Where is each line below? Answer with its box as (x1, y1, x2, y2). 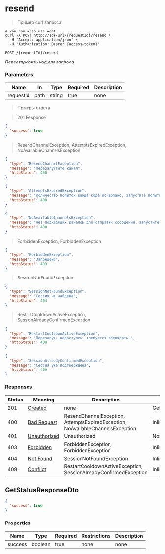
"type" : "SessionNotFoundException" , (9, 289, 87, 294)
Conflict (27, 466, 47, 473)
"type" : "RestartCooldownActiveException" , (9, 331, 100, 336)
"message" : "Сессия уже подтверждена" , (9, 363, 91, 368)
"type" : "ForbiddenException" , (9, 252, 74, 257)
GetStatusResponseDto (5, 486, 79, 494)
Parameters (5, 71, 33, 78)
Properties (5, 520, 31, 526)
